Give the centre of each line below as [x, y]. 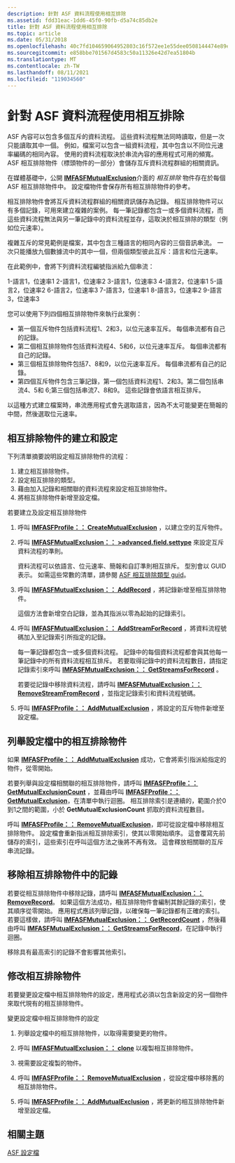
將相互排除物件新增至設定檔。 [60, 498]
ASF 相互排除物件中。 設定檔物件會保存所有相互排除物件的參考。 [101, 187]
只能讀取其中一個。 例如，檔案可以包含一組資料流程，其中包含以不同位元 [112, 145]
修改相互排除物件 [44, 976]
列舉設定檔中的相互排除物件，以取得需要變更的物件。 [94, 1033]
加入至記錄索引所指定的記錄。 [66, 637]
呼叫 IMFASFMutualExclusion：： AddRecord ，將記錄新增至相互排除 [119, 590]
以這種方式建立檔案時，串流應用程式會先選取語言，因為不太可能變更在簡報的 [117, 405]
